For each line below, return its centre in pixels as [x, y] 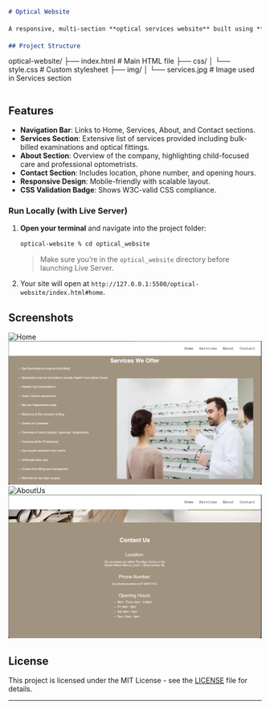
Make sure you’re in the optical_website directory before [135, 259]
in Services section [40, 78]
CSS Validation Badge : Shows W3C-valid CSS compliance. [118, 190]
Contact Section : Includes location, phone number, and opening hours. [138, 173]
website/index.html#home [61, 293]
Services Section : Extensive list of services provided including [124, 139]
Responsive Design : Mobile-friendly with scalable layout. [115, 181]
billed [29, 147]
